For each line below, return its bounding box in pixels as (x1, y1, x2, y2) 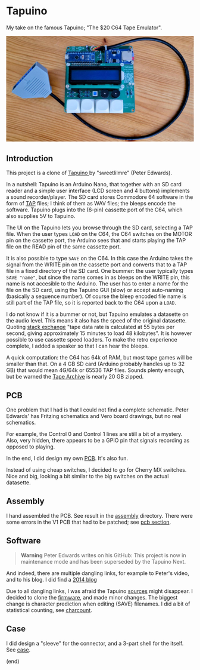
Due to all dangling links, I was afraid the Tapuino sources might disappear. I (6, 587, 193, 595)
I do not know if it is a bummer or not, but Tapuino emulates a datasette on (6, 311, 189, 318)
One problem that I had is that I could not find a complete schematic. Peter (6, 406, 189, 413)
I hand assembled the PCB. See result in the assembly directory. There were (6, 512, 193, 519)
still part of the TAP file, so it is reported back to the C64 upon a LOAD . (6, 299, 177, 306)
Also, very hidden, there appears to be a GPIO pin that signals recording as (6, 437, 190, 444)
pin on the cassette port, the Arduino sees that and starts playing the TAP (6, 237, 186, 244)
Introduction (6, 153, 54, 164)
